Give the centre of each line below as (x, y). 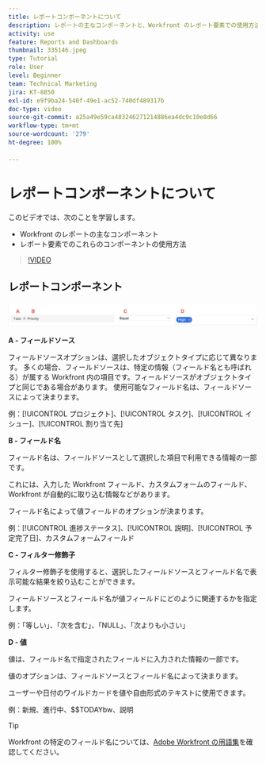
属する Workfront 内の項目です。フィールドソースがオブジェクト (133, 377)
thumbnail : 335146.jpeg (47, 50)
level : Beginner (35, 75)
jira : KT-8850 (32, 92)
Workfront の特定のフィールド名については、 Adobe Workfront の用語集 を (127, 742)
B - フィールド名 (35, 441)
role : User (26, 68)
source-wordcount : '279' (49, 134)
